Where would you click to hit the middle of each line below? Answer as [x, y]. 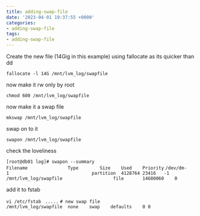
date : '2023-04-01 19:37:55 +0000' [50, 17]
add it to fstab [23, 189]
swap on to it [22, 129]
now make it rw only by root [40, 85]
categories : [21, 23]
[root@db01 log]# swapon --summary [50, 162]
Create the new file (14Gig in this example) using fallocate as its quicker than [100, 56]
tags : [13, 34]
